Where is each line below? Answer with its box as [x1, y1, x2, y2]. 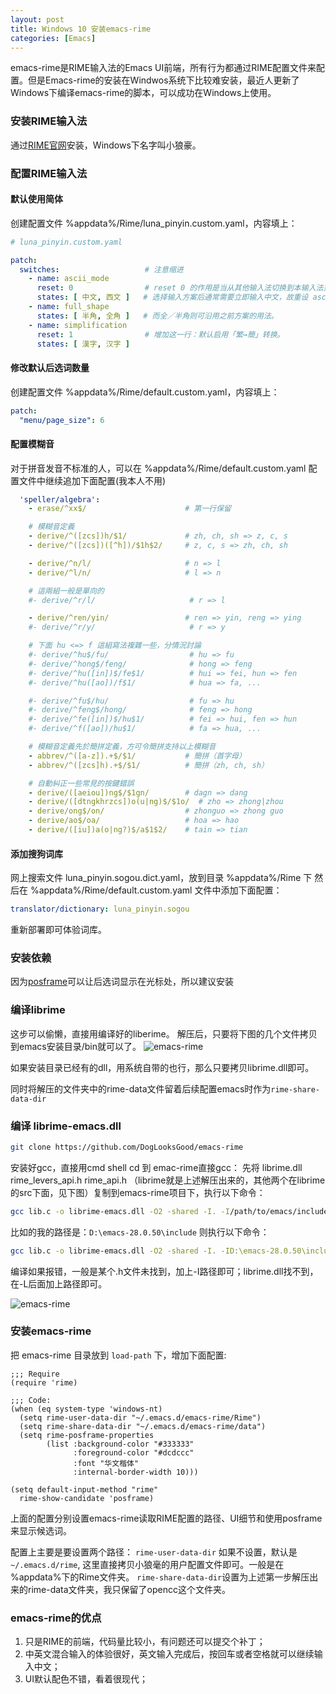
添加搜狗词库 [10, 847, 63, 860]
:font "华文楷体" [73, 1458, 140, 1468]
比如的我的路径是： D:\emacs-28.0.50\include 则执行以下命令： [10, 1226, 270, 1238]
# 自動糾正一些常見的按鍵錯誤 [28, 778, 135, 788]
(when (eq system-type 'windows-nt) [10, 1404, 163, 1414]
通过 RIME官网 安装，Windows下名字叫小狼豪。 [10, 139, 202, 151]
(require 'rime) [10, 1377, 78, 1388]
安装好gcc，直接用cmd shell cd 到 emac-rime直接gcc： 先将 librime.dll [10, 1161, 303, 1173]
